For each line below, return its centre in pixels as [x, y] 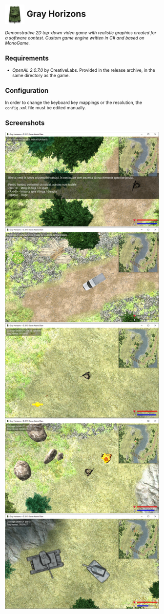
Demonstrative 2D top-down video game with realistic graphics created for [81, 32]
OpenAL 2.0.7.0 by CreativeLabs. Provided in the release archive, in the [83, 70]
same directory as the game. [41, 75]
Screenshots [25, 123]
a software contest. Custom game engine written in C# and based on [75, 38]
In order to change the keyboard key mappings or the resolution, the [74, 102]
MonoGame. [18, 43]
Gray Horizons [56, 14]
